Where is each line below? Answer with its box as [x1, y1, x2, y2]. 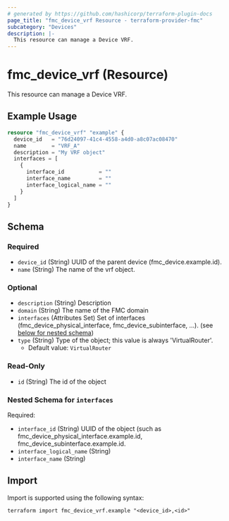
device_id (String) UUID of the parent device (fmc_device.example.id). [17, 258, 222, 266]
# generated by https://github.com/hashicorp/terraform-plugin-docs [7, 10, 213, 18]
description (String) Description [17, 299, 111, 307]
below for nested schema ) [17, 329, 94, 337]
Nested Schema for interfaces [7, 395, 114, 405]
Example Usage [7, 111, 78, 123]
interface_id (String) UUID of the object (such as [17, 424, 162, 433]
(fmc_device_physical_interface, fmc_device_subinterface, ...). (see [17, 321, 213, 329]
